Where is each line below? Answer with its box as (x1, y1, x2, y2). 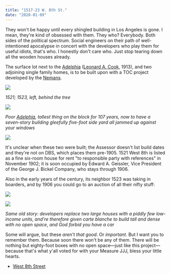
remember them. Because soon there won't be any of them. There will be (5, 237, 159, 243)
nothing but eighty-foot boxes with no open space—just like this (5, 242, 140, 248)
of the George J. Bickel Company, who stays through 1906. (5, 166, 129, 172)
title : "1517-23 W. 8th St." (5, 7, 67, 13)
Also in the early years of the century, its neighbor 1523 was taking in (5, 175, 151, 182)
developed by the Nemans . (5, 74, 62, 81)
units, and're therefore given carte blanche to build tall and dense (22, 216, 161, 222)
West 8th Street (12, 263, 46, 269)
